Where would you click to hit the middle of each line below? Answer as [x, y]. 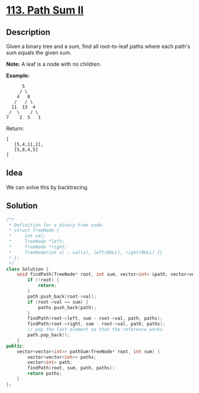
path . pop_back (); [49, 335]
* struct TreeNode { [34, 231]
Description [28, 32]
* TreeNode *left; [37, 241]
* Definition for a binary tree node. [57, 225]
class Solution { [28, 269]
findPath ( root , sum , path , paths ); [71, 368]
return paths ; [45, 373]
